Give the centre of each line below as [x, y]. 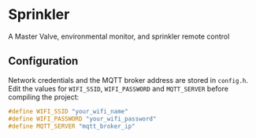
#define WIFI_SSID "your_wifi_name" [68, 111]
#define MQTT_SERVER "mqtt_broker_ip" [72, 126]
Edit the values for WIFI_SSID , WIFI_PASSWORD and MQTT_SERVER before [118, 88]
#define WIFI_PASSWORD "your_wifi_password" [82, 119]
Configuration [43, 61]
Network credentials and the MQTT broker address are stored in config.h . [128, 80]
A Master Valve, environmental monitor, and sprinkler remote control [119, 36]
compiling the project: [44, 97]
